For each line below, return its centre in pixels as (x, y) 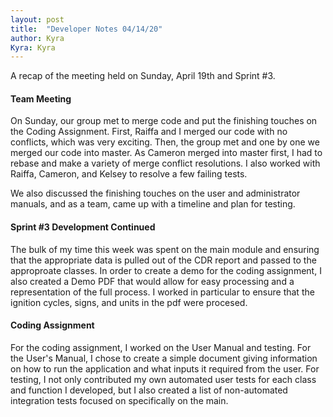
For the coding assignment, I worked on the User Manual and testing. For (161, 347)
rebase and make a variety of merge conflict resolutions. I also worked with (165, 163)
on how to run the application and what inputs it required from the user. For (165, 368)
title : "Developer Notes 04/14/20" (86, 29)
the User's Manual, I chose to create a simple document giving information (164, 358)
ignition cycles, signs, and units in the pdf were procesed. (129, 302)
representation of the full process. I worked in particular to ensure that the (162, 292)
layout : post (37, 19)
